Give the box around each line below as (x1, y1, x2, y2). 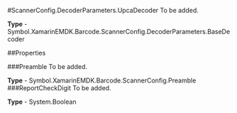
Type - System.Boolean (7, 97, 77, 106)
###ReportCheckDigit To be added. (7, 84, 111, 92)
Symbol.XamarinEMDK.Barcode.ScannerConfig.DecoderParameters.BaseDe (7, 28, 231, 36)
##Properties (7, 49, 46, 57)
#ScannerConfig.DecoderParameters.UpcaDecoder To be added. (7, 6, 199, 14)
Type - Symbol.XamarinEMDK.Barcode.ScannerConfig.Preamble (7, 76, 197, 85)
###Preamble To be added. (7, 63, 87, 70)
